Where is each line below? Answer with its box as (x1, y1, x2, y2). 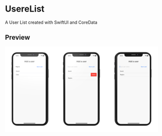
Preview (5, 33, 31, 42)
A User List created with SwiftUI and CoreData (5, 19, 98, 25)
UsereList (5, 3, 45, 15)
